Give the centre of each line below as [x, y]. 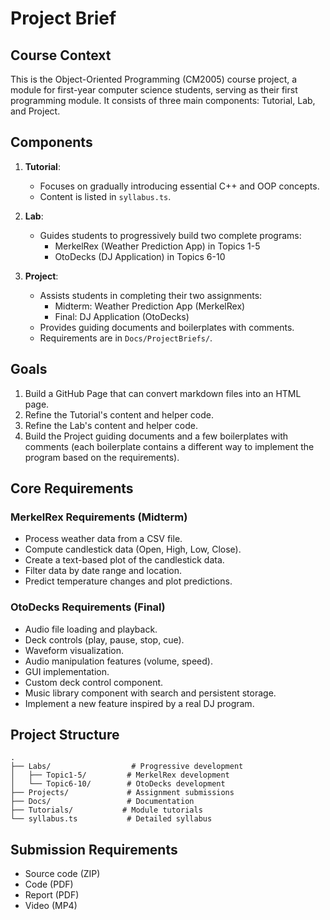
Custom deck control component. [94, 682]
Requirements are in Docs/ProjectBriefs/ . [126, 338]
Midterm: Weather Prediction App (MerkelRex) [150, 306]
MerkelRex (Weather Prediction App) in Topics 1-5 [157, 246]
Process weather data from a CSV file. [103, 539]
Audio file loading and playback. [91, 629]
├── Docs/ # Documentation [102, 802]
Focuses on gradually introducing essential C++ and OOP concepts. [179, 186]
